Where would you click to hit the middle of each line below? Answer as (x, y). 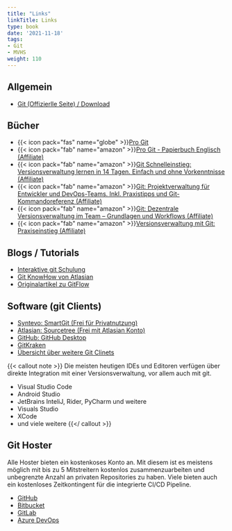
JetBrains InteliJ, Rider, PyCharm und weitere (82, 401)
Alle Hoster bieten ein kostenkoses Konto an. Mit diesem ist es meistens (110, 462)
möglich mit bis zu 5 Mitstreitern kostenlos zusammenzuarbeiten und (106, 469)
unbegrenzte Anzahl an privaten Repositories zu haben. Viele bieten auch (112, 477)
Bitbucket (31, 505)
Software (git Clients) (55, 306)
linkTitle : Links (32, 20)
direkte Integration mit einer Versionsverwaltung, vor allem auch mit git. (109, 373)
